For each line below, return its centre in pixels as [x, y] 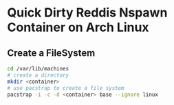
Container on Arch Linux [78, 27]
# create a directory [38, 75]
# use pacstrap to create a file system [66, 88]
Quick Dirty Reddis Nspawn [87, 13]
